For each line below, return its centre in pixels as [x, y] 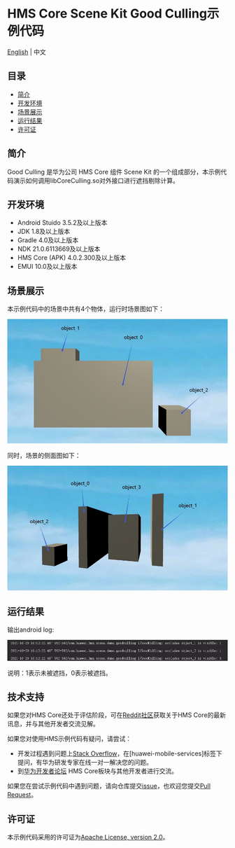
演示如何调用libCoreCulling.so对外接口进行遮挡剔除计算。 [96, 180]
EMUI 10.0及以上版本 [47, 267]
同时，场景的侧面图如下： [44, 456]
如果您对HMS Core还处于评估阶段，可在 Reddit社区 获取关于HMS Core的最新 [116, 715]
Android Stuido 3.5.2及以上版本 [62, 223]
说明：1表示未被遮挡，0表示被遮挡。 [59, 673]
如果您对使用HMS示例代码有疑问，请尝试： [70, 739]
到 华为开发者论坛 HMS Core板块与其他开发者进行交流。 [98, 771]
